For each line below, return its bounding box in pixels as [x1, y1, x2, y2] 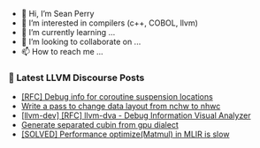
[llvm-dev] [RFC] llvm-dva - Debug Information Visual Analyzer [20, 110, 251, 121]
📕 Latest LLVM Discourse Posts [8, 71, 145, 84]
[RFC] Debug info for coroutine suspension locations [20, 92, 213, 102]
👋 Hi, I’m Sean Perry [20, 9, 95, 18]
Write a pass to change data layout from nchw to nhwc [20, 101, 221, 112]
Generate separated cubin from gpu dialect [20, 120, 179, 130]
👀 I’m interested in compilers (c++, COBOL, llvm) [20, 18, 198, 28]
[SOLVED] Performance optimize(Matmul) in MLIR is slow [20, 129, 230, 140]
